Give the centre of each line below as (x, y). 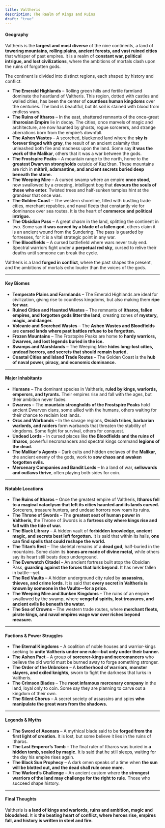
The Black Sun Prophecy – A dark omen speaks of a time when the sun (85, 762)
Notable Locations (24, 489)
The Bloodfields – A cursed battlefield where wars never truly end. (80, 242)
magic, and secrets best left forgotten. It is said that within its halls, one (86, 536)
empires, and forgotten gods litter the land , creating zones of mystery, (85, 315)
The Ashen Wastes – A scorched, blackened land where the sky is (80, 138)
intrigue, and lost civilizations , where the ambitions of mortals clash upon (80, 61)
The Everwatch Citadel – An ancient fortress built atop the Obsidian (81, 562)
